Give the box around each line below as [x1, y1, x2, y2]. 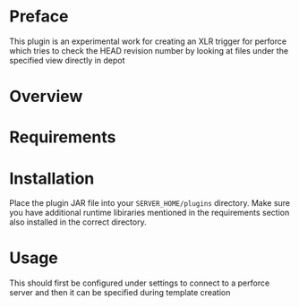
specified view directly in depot [9, 55, 125, 65]
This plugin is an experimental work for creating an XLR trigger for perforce [9, 36, 287, 47]
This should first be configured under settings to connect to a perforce [9, 277, 270, 288]
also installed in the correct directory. [9, 217, 147, 227]
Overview [9, 87, 83, 107]
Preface [9, 6, 69, 27]
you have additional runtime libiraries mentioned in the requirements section [9, 208, 290, 218]
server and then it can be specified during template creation [9, 287, 231, 298]
